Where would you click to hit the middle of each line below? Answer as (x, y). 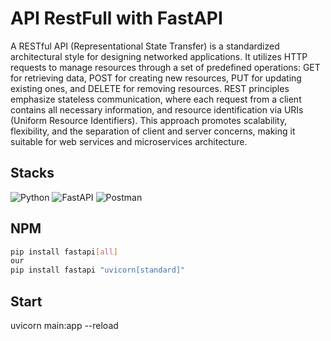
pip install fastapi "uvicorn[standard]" (98, 270)
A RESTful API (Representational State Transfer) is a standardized (145, 46)
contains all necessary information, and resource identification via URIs (157, 109)
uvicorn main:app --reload (64, 325)
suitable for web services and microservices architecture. (129, 141)
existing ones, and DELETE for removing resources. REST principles (150, 88)
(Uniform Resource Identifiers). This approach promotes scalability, (149, 120)
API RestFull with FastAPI (116, 18)
